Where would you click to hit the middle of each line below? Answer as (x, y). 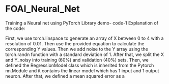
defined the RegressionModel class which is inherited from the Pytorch (80, 65)
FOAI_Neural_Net (43, 9)
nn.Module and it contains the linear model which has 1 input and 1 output (82, 71)
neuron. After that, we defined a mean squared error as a (65, 76)
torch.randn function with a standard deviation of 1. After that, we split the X (85, 54)
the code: (15, 28)
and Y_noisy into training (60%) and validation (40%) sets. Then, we (77, 60)
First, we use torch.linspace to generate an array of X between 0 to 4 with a (84, 38)
